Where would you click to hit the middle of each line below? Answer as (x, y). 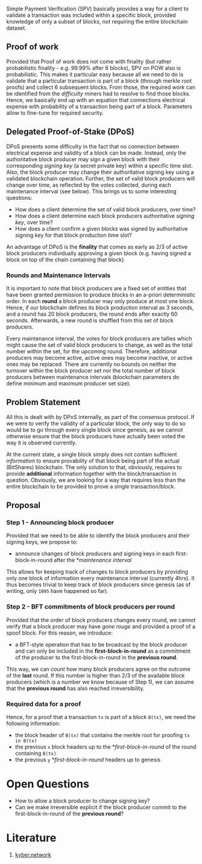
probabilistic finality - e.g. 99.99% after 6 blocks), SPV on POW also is (93, 68)
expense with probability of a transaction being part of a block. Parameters (99, 106)
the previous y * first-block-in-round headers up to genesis (88, 760)
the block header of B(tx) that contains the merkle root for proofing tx (102, 735)
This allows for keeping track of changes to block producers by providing (97, 572)
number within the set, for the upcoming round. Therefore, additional (91, 351)
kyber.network (33, 854)
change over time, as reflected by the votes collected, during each (89, 185)
